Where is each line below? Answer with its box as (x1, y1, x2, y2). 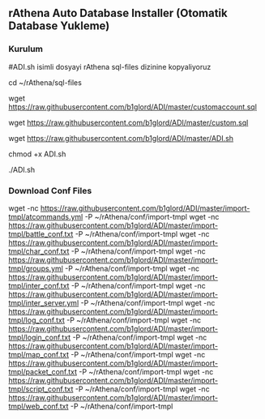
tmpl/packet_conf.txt (8, 366, 78, 376)
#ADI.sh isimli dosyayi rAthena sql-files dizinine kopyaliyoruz (8, 62, 212, 71)
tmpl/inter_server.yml (8, 297, 79, 307)
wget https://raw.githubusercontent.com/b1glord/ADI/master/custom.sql (8, 118, 249, 127)
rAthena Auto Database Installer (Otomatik (8, 6, 229, 20)
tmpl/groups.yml (8, 263, 63, 273)
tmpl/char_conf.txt (8, 246, 70, 256)
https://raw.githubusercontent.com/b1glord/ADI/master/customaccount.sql (8, 101, 258, 112)
